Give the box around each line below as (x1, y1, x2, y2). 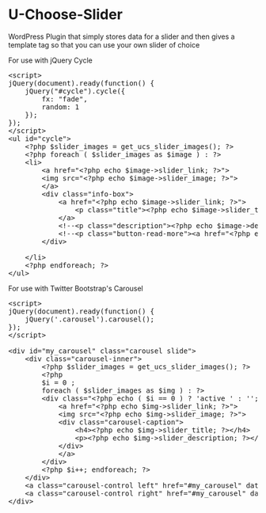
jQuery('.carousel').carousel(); (25, 314, 155, 324)
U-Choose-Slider (8, 6, 123, 24)
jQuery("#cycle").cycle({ (25, 86, 126, 96)
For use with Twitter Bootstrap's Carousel (8, 283, 144, 293)
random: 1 (41, 102, 80, 112)
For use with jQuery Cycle (8, 55, 93, 65)
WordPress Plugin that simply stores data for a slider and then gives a (8, 32, 235, 41)
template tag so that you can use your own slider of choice (8, 40, 200, 49)
